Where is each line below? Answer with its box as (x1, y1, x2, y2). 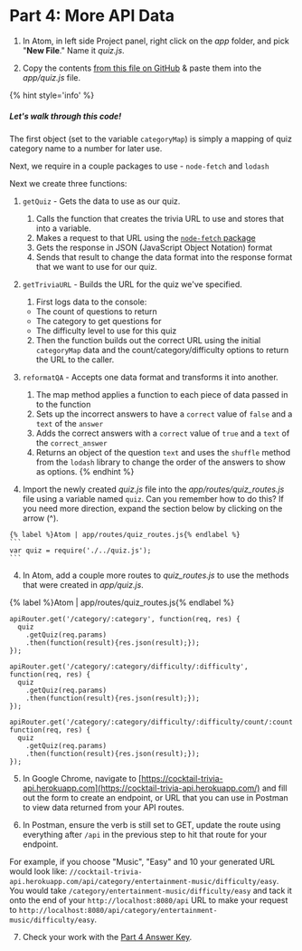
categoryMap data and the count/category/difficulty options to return (35, 344, 289, 355)
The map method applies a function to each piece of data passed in (35, 389, 288, 399)
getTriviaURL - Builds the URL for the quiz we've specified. (22, 278, 242, 290)
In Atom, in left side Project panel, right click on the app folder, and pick (22, 35, 289, 46)
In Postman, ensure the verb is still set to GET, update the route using (22, 819, 281, 830)
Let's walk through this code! (9, 110, 122, 121)
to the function (35, 399, 91, 409)
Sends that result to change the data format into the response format (35, 251, 293, 263)
